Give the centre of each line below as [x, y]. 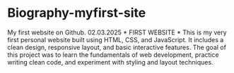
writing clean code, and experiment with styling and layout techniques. [110, 62]
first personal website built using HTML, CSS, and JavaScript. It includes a [116, 39]
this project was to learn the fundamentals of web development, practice [113, 55]
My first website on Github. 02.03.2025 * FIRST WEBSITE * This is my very [117, 32]
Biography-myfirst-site [77, 13]
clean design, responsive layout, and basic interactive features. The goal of [117, 47]
